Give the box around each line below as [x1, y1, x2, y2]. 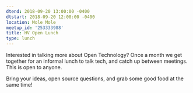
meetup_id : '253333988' [6, 24, 64, 31]
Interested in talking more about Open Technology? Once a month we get [6, 52, 183, 58]
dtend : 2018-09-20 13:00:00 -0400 [6, 8, 90, 15]
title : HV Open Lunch [6, 30, 59, 36]
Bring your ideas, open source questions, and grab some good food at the [6, 75, 184, 82]
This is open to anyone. [6, 64, 62, 70]
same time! [6, 81, 33, 88]
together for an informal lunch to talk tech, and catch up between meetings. [6, 58, 188, 65]
